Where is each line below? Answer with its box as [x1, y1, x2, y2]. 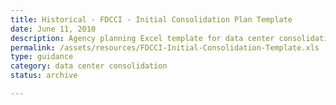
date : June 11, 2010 [10, 24, 97, 34]
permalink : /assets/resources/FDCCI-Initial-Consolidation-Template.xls [10, 42, 320, 53]
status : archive [10, 71, 78, 81]
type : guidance [10, 52, 74, 62]
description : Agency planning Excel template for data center [10, 33, 275, 43]
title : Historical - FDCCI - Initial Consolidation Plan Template [10, 14, 293, 25]
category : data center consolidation [10, 61, 168, 71]
